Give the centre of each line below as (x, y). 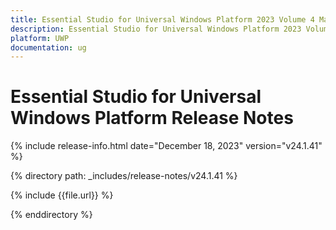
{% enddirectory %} (51, 215)
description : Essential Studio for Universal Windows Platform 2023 (156, 29)
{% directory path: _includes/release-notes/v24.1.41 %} (124, 176)
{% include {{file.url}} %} (62, 195)
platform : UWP (40, 38)
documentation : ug (48, 47)
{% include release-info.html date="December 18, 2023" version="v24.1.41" (166, 146)
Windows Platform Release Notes (152, 118)
